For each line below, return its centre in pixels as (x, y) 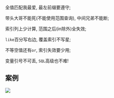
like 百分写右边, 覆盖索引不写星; (38, 39)
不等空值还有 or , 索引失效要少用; (38, 50)
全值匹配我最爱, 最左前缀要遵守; (38, 7)
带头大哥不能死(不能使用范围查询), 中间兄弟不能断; (57, 18)
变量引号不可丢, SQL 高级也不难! (37, 61)
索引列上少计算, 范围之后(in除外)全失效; (46, 29)
